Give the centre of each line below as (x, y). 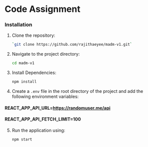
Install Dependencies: (34, 73)
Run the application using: (38, 130)
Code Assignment (42, 9)
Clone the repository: (34, 35)
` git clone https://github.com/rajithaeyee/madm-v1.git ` (72, 45)
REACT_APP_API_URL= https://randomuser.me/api (58, 108)
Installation (19, 25)
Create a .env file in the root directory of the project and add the (77, 91)
